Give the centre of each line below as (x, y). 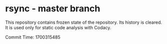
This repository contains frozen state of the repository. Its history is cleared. (83, 22)
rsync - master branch (53, 9)
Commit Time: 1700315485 (33, 37)
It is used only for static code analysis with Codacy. (58, 27)
